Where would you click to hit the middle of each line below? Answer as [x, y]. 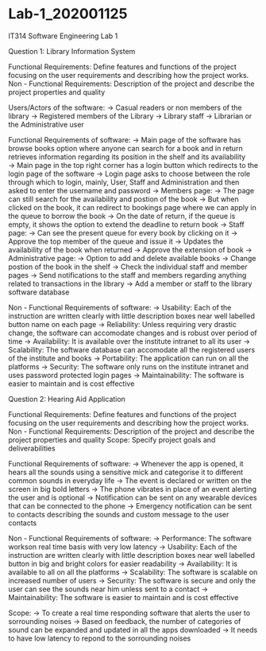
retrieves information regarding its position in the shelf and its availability [127, 157]
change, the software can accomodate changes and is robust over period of [133, 333]
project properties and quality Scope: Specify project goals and [112, 439]
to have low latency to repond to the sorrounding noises [100, 638]
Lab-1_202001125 [68, 14]
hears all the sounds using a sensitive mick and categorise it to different [126, 472]
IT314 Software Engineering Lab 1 [63, 36]
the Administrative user [46, 124]
